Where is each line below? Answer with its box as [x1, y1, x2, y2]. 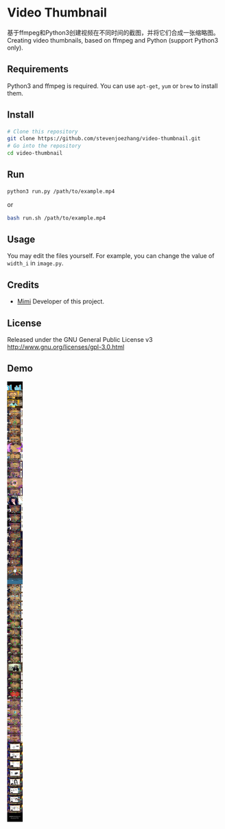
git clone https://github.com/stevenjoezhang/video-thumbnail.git [7, 136, 201, 142]
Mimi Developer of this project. [16, 297, 105, 305]
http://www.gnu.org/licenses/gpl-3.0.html [7, 343, 125, 352]
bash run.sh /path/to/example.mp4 [7, 215, 106, 222]
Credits [7, 279, 40, 290]
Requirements [7, 63, 69, 75]
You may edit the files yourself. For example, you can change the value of [7, 252, 215, 260]
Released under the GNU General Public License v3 [7, 336, 153, 344]
